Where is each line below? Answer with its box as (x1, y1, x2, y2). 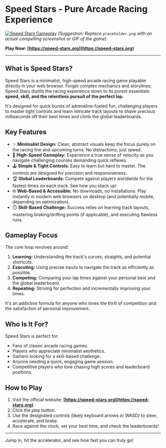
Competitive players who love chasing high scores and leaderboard (12, 364, 150, 370)
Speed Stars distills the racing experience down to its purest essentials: (5, 88, 151, 94)
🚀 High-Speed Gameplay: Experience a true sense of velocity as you (12, 152, 154, 158)
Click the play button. (12, 407, 56, 413)
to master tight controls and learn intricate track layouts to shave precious (5, 108, 156, 114)
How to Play (5, 384, 43, 392)
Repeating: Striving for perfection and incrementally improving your (12, 285, 151, 291)
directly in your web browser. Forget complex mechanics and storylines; (5, 83, 152, 89)
